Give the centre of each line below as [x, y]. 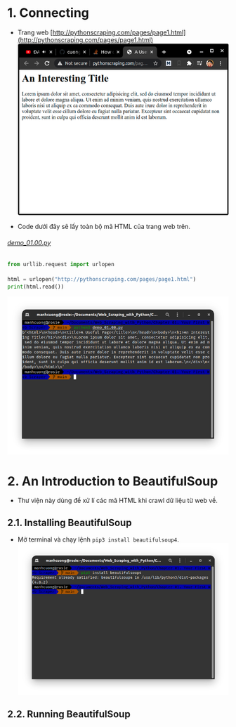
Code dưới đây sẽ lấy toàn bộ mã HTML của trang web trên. [104, 227]
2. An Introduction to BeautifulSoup [113, 481]
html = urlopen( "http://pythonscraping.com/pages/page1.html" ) [102, 279]
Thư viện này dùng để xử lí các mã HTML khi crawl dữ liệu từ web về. [117, 501]
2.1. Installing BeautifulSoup [70, 522]
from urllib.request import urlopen [61, 265]
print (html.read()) [36, 287]
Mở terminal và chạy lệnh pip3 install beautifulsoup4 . [98, 539]
